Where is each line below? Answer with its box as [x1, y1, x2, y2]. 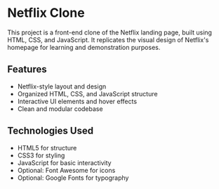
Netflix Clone [7, 5, 86, 21]
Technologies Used [7, 125, 93, 137]
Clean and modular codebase [17, 104, 103, 113]
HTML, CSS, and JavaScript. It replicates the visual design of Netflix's [7, 35, 209, 44]
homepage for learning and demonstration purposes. [7, 43, 161, 51]
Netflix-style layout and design [17, 82, 107, 91]
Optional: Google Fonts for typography [17, 174, 129, 182]
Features [7, 63, 47, 75]
